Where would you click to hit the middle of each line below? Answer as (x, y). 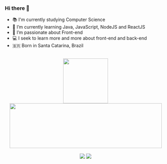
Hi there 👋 (17, 8)
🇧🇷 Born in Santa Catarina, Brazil (48, 46)
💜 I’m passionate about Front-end (47, 32)
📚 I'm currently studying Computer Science (59, 19)
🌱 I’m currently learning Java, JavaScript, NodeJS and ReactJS (79, 27)
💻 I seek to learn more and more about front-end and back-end (79, 38)
